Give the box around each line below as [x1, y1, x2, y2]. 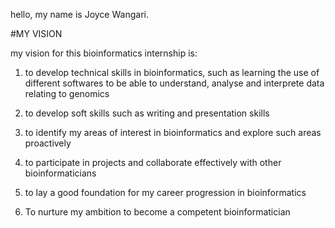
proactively [24, 137, 72, 149]
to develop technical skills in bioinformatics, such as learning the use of [24, 67, 320, 78]
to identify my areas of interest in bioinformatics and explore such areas [24, 127, 322, 138]
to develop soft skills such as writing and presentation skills [24, 107, 270, 119]
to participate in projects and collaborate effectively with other [24, 157, 282, 168]
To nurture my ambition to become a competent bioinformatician [24, 206, 291, 218]
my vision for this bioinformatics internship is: [10, 47, 198, 59]
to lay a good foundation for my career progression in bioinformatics [24, 187, 307, 198]
